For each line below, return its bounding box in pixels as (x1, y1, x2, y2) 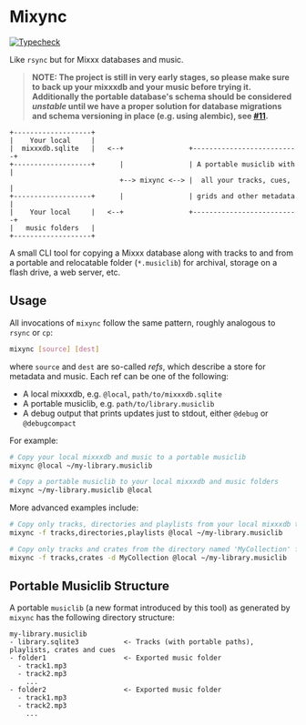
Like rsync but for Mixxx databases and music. (9, 54, 184, 65)
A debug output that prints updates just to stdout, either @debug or (22, 408, 269, 418)
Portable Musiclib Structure (9, 579, 170, 594)
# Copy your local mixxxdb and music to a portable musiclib (9, 452, 247, 461)
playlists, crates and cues (9, 646, 117, 655)
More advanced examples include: (9, 502, 139, 513)
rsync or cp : (9, 327, 53, 337)
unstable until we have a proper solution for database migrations (31, 100, 282, 111)
